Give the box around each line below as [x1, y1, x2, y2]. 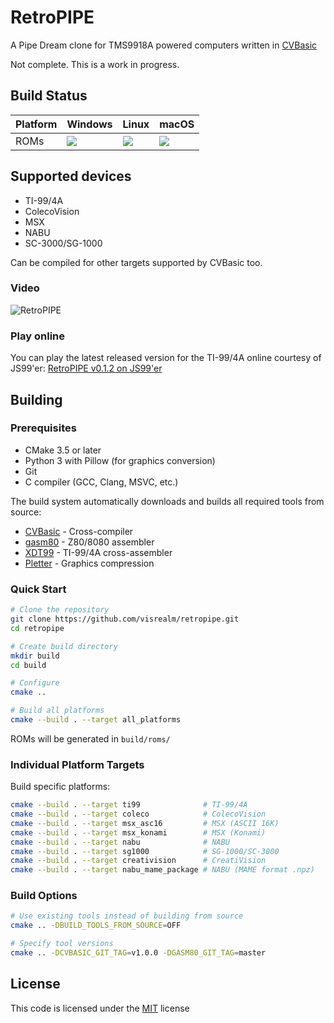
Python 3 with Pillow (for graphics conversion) [24, 454, 216, 466]
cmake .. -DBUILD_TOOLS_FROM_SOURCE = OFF [10, 921, 182, 931]
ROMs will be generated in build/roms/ [10, 732, 171, 745]
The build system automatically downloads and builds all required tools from [10, 495, 325, 507]
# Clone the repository [10, 605, 110, 615]
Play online [10, 329, 65, 343]
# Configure [10, 678, 60, 688]
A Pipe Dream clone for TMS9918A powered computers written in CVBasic [10, 39, 318, 51]
